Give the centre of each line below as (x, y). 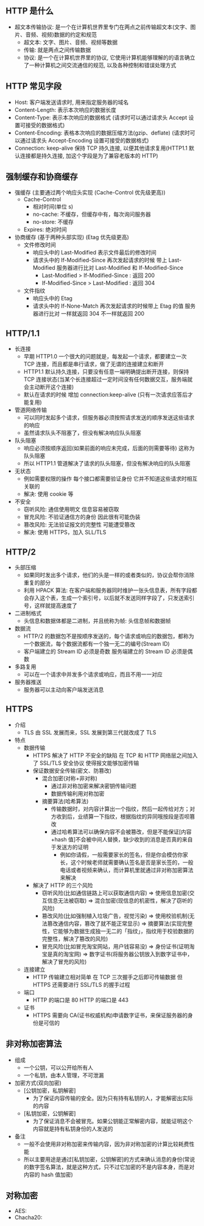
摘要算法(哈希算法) (65, 801)
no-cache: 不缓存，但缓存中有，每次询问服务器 (92, 214)
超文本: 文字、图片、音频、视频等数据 (71, 42)
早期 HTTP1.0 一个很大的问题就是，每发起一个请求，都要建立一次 (105, 356)
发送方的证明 (72, 847)
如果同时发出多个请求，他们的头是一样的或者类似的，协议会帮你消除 (109, 575)
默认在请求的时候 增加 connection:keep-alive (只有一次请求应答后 (106, 395)
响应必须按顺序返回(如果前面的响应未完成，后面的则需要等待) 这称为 (109, 448)
